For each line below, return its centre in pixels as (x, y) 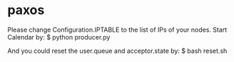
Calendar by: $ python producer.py (59, 37)
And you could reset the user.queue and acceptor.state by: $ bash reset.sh (117, 51)
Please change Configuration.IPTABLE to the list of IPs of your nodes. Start (117, 30)
